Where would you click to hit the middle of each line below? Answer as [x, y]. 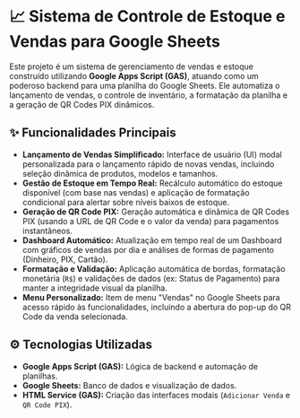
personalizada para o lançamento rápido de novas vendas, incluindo [148, 164]
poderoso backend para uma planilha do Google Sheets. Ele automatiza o [145, 85]
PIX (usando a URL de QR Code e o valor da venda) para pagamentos [150, 221]
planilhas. [40, 376]
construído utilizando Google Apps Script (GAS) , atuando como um [134, 75]
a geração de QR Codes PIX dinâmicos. [82, 104]
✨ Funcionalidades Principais [93, 133]
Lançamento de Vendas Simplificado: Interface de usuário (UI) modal [152, 154]
